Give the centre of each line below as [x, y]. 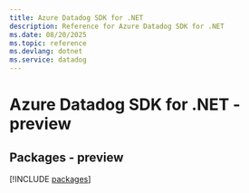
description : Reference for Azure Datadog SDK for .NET [117, 26]
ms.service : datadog [48, 60]
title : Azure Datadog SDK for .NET [77, 18]
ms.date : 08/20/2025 [48, 34]
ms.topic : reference [48, 43]
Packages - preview [67, 157]
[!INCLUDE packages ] [50, 179]
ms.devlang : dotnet [46, 52]
